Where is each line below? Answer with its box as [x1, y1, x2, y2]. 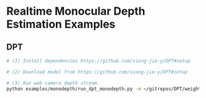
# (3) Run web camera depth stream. [6, 80, 100, 86]
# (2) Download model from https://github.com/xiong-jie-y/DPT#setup [6, 69, 188, 75]
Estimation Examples [6, 17, 116, 31]
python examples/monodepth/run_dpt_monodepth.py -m [6, 86, 141, 92]
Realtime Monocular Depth [6, 4, 145, 18]
